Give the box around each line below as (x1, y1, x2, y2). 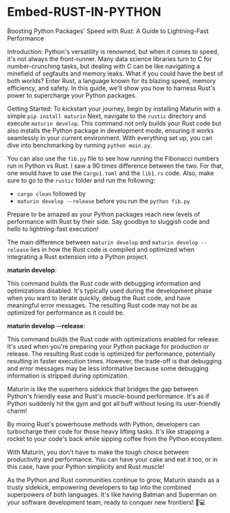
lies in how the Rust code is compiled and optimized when (30, 245, 194, 253)
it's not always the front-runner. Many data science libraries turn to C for (7, 54, 212, 62)
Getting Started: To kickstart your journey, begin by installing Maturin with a (7, 104, 221, 113)
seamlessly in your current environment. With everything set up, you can (7, 133, 213, 141)
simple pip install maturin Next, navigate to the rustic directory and (7, 111, 206, 120)
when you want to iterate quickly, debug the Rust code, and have (7, 293, 191, 302)
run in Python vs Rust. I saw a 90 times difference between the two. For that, (7, 161, 224, 170)
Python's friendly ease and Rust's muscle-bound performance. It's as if (7, 392, 209, 400)
